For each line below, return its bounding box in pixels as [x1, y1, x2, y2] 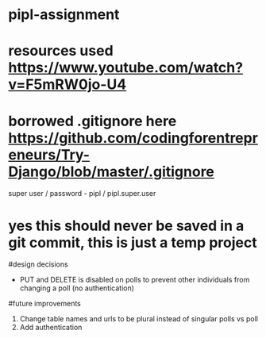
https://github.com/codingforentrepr [8, 129, 258, 147]
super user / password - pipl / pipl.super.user [8, 189, 156, 198]
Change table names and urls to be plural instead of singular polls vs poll [19, 314, 258, 324]
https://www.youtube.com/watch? [8, 59, 244, 77]
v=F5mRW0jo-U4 [8, 75, 127, 94]
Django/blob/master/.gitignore [8, 163, 214, 180]
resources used [8, 42, 114, 60]
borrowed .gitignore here [8, 112, 177, 130]
